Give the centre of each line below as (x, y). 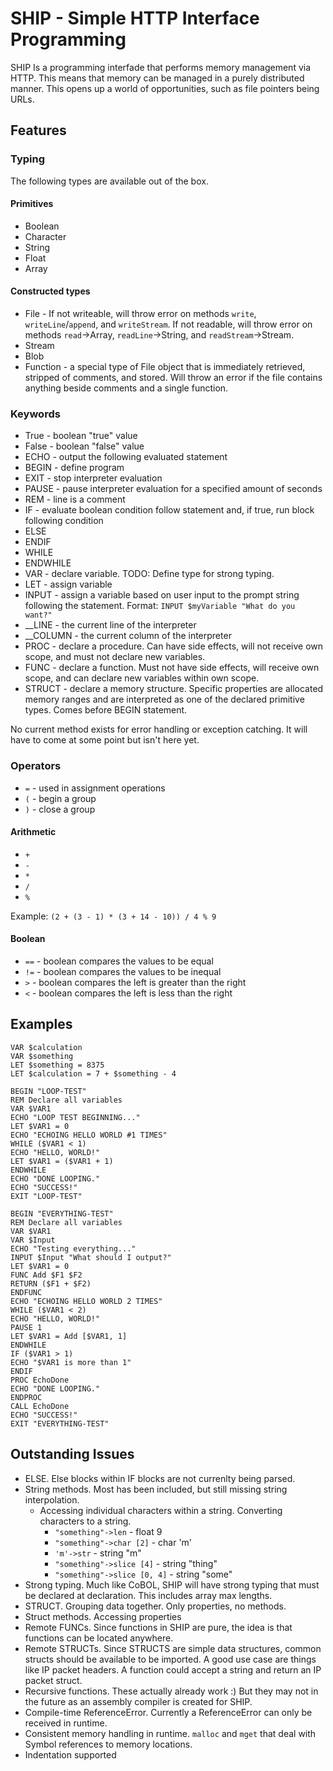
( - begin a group (60, 798)
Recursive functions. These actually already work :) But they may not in (171, 1691)
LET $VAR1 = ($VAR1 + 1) (62, 1161)
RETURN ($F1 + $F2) (51, 1283)
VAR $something (42, 1056)
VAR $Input (33, 1240)
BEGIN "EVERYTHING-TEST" (62, 1213)
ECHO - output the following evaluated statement (126, 457)
